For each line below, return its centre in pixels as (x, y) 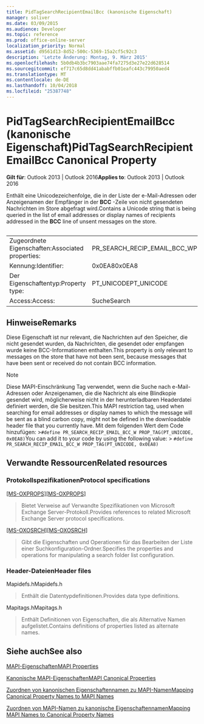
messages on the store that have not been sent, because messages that (97, 357)
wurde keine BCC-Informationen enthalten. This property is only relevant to (100, 350)
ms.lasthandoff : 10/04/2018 (42, 86)
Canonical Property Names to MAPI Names (60, 696)
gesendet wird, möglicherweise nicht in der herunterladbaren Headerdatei (99, 400)
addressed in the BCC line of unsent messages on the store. (81, 221)
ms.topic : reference (32, 35)
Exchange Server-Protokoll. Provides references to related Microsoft (106, 512)
